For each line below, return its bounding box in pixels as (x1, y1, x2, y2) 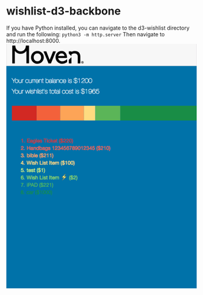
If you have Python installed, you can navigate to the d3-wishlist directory (6, 24, 190, 31)
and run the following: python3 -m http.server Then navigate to (6, 30, 165, 37)
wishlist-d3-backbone (6, 4, 121, 18)
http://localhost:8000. (6, 37, 60, 44)
